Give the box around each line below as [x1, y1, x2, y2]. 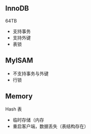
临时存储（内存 [12, 117, 44, 123]
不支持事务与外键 [12, 70, 49, 76]
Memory [5, 92, 33, 101]
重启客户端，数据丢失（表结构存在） [12, 123, 89, 129]
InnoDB [5, 4, 29, 13]
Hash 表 [5, 106, 22, 112]
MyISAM [5, 56, 34, 65]
